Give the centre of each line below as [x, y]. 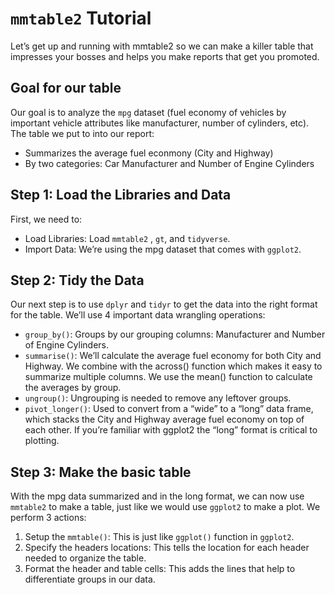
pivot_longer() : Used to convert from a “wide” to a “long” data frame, [169, 409]
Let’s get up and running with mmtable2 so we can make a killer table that [162, 46]
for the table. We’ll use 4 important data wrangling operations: [138, 315]
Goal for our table [66, 88]
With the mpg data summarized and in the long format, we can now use [157, 496]
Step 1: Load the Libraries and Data [121, 195]
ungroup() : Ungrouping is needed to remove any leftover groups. [158, 398]
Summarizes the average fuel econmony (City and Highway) [149, 153]
